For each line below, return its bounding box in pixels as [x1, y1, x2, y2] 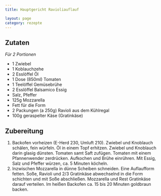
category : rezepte [5, 20, 42, 25]
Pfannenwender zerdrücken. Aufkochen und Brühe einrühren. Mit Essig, [12, 156, 156, 161]
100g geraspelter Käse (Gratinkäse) [12, 113, 83, 118]
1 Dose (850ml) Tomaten [12, 77, 62, 82]
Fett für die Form [12, 102, 46, 108]
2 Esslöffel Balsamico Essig [12, 87, 67, 93]
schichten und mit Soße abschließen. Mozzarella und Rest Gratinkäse [12, 176, 151, 182]
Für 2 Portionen [5, 52, 36, 58]
